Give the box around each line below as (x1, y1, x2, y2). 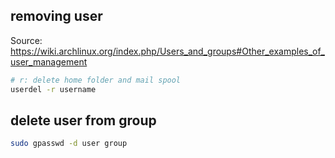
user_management (10, 55, 88, 68)
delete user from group (10, 112, 157, 129)
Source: (10, 34, 43, 46)
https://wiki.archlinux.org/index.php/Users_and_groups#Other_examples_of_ (10, 45, 325, 57)
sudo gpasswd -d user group (10, 139, 128, 149)
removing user (10, 8, 103, 25)
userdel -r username (10, 84, 97, 94)
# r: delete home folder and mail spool (10, 75, 182, 85)
